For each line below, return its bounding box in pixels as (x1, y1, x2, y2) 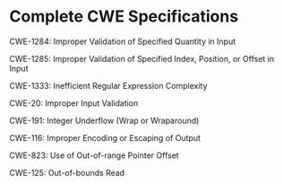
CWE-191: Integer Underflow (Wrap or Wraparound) (9, 115, 200, 126)
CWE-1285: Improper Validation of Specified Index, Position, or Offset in (9, 53, 275, 64)
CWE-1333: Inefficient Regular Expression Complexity (9, 80, 208, 91)
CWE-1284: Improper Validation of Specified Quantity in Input (9, 36, 236, 47)
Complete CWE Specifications (9, 6, 239, 27)
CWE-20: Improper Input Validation (9, 97, 139, 109)
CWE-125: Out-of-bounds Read (9, 167, 125, 178)
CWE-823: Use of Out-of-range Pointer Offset (9, 150, 179, 161)
